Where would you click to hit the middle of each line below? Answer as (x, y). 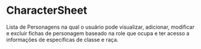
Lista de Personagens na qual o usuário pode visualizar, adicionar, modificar (100, 27)
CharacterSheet (47, 10)
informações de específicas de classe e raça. (62, 39)
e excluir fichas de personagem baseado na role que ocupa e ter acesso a (98, 33)
